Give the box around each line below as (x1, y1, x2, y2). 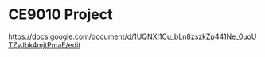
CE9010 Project (8, 6, 113, 24)
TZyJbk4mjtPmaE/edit (8, 40, 81, 49)
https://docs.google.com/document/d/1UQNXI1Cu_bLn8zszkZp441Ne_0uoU (8, 32, 257, 41)
